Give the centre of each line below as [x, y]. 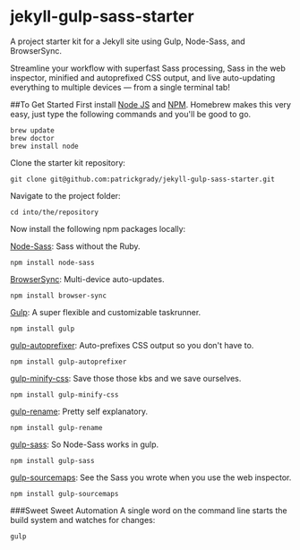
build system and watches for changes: [83, 520]
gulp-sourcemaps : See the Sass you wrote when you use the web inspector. [151, 477]
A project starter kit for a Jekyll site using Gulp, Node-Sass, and [128, 41]
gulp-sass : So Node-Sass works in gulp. [85, 444]
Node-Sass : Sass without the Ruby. [76, 246]
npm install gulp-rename [56, 427]
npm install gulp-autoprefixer [69, 361]
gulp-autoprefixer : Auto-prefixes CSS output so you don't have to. [132, 345]
